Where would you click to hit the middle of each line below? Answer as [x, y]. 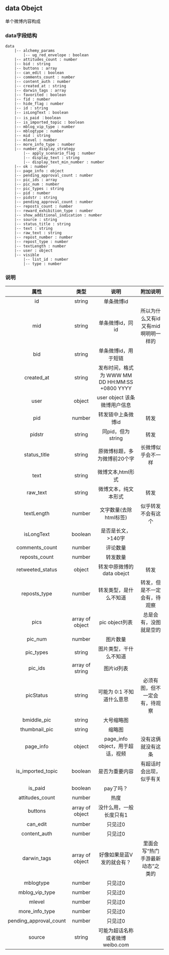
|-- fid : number [32, 100]
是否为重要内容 [116, 772]
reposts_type [37, 594]
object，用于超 [116, 746]
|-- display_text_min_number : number [64, 162]
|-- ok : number [31, 167]
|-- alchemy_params [35, 51]
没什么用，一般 [116, 807]
